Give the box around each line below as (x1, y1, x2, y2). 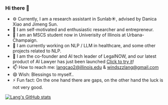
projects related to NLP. (12, 48, 62, 54)
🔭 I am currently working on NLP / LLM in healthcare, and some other (12, 43, 156, 49)
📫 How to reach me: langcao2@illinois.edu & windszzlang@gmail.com (12, 64, 159, 70)
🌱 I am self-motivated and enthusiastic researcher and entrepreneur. (12, 27, 154, 33)
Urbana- (126, 32, 144, 38)
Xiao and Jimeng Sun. (12, 21, 58, 27)
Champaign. (12, 37, 38, 43)
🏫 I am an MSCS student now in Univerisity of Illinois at (12, 32, 126, 38)
